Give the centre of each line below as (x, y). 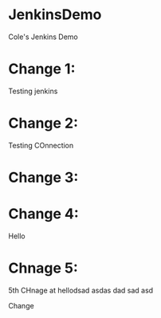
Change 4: (44, 214)
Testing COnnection (41, 145)
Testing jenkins (33, 91)
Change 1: (42, 69)
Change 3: (43, 178)
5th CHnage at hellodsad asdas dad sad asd (81, 290)
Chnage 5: (43, 268)
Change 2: (43, 123)
